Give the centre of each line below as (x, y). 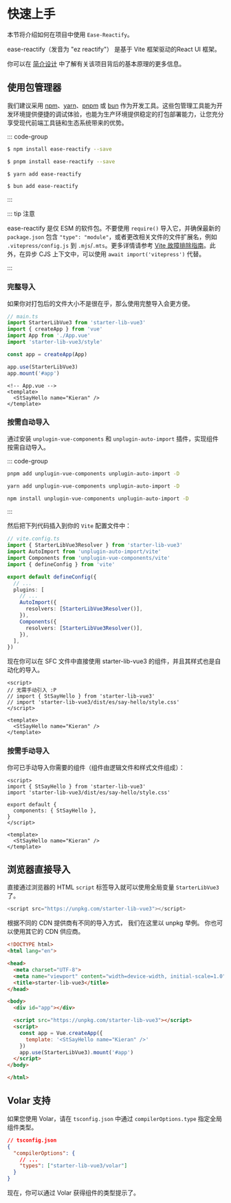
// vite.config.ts (33, 539)
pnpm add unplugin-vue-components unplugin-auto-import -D (93, 473)
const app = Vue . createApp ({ (61, 1033)
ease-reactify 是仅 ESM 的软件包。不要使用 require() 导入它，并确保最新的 (114, 229)
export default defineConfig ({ (52, 577)
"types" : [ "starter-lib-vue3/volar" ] (74, 1166)
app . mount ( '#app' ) (33, 373)
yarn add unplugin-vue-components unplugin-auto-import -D (93, 486)
